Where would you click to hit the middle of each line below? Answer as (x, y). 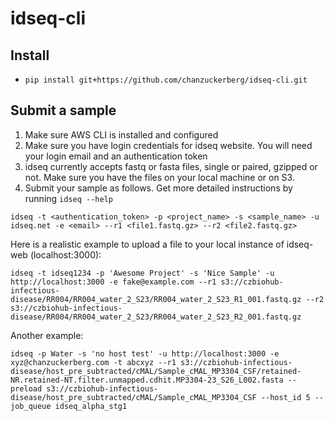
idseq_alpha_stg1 (91, 406)
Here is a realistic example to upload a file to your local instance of (147, 244)
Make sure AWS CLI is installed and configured (121, 134)
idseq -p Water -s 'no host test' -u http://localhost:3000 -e (145, 353)
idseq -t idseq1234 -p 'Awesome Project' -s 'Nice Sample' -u (142, 273)
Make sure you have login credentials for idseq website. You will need (168, 145)
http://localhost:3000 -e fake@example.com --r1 (113, 282)
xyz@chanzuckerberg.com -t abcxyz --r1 (93, 362)
